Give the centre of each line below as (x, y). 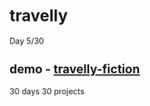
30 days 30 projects (47, 91)
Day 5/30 (27, 41)
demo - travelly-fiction (75, 69)
